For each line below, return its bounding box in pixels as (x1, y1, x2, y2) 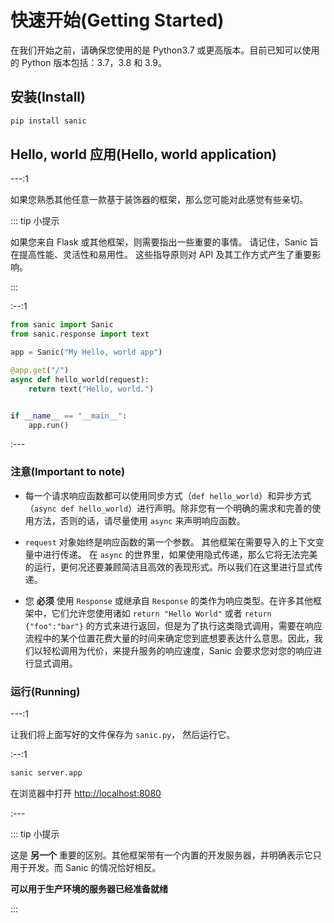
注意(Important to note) (10, 465, 126, 479)
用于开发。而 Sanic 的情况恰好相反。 (10, 861, 162, 873)
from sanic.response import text (10, 329, 150, 340)
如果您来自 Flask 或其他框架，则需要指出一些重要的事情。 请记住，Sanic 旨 (10, 236, 319, 248)
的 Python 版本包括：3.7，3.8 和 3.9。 (10, 56, 168, 68)
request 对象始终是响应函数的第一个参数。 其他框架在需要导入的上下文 (24, 536, 316, 548)
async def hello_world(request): (10, 374, 150, 385)
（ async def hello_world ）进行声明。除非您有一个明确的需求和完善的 (24, 502, 313, 514)
